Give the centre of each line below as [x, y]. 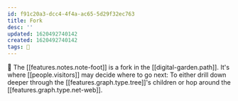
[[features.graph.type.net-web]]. [55, 90]
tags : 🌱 [19, 47]
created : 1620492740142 [43, 41]
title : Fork [25, 21]
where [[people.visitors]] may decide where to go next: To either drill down [117, 75]
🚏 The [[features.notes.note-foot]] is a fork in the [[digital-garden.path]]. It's [118, 67]
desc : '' [20, 27]
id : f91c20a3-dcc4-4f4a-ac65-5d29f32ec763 [71, 14]
